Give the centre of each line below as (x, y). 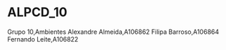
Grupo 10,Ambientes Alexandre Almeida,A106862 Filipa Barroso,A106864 (113, 32)
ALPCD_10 (37, 12)
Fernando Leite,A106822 (43, 39)
